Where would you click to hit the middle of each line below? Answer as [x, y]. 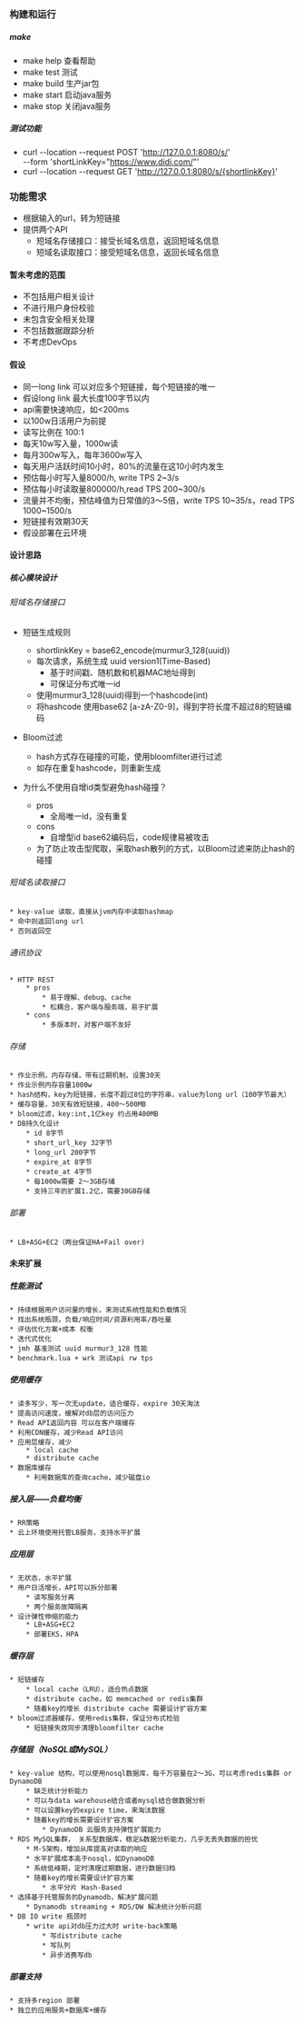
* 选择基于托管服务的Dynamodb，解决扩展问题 [84, 1897]
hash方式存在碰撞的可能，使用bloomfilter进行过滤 [129, 756]
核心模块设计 [33, 577]
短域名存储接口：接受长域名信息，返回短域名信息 [127, 241]
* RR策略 [25, 1523]
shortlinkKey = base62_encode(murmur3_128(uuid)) [133, 650]
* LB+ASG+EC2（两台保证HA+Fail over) [77, 1242]
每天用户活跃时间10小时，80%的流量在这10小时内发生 [123, 466]
